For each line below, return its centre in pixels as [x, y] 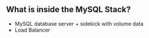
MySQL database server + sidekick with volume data [79, 23]
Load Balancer [32, 30]
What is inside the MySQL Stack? [69, 10]
